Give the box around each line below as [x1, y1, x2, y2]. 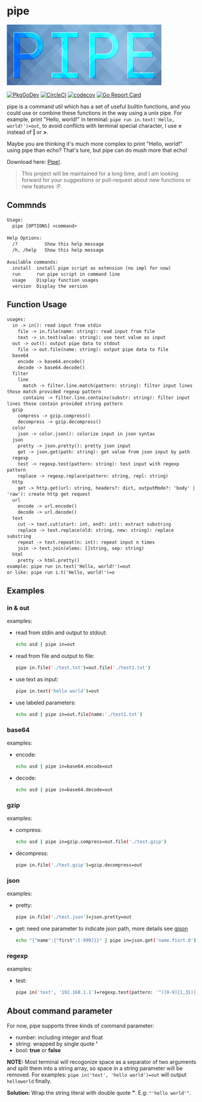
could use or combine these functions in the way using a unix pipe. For [7, 109, 182, 116]
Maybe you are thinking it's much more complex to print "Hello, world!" [7, 140, 183, 147]
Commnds [7, 200, 47, 210]
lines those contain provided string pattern [7, 401, 123, 407]
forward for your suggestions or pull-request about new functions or [21, 176, 191, 183]
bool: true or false [15, 1047, 61, 1054]
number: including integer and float [15, 1033, 103, 1041]
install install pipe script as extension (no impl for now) [12, 265, 171, 271]
